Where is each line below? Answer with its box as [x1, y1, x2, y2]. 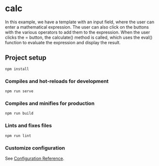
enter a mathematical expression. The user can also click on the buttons [5, 24, 149, 30]
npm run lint [5, 133, 32, 138]
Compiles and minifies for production [5, 100, 95, 107]
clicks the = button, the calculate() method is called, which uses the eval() [5, 34, 153, 40]
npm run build [5, 111, 34, 116]
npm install [5, 66, 29, 71]
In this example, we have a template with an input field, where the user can [5, 19, 154, 25]
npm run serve [5, 89, 34, 94]
